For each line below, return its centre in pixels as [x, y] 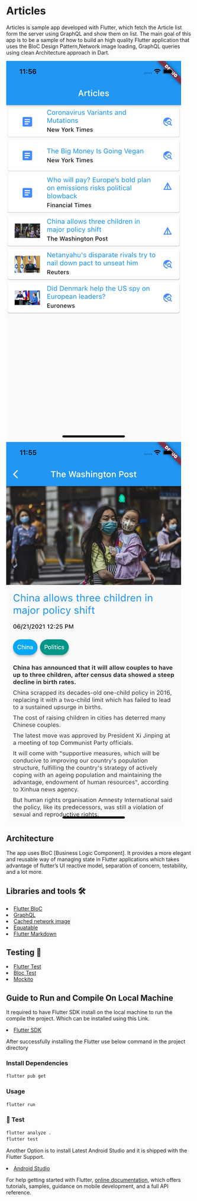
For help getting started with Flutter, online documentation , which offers [94, 1180]
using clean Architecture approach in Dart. [58, 52]
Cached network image [42, 921]
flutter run [21, 1105]
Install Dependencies [37, 1063]
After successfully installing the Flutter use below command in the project [96, 1042]
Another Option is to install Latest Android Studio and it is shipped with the [97, 1151]
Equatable [26, 927]
